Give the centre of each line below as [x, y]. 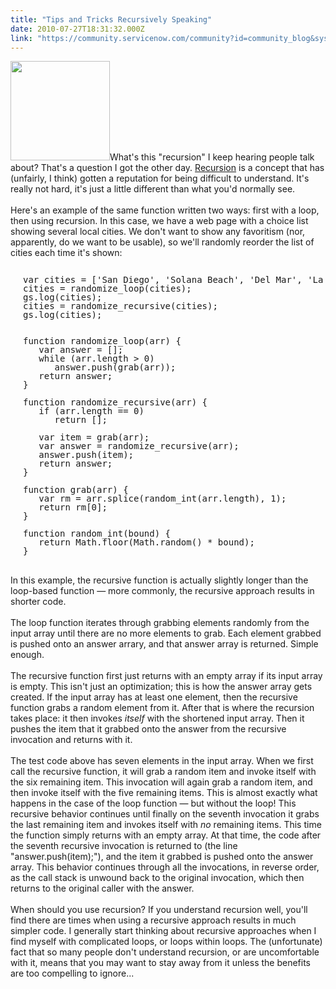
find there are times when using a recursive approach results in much [153, 920]
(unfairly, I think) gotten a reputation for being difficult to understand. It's [160, 178]
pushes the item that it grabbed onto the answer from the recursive [148, 729]
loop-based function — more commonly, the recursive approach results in [162, 591]
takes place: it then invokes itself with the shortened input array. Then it [157, 718]
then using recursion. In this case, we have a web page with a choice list [159, 221]
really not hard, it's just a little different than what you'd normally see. [153, 189]
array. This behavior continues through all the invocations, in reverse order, [165, 867]
